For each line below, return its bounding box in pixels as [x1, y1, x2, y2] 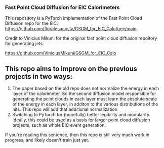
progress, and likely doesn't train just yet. [5, 137, 89, 143]
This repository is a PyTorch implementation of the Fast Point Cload [5, 15, 142, 21]
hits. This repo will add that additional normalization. [12, 106, 119, 112]
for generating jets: [5, 41, 44, 47]
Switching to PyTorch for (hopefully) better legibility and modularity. [12, 112, 151, 118]
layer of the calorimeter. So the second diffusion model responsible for [12, 91, 157, 97]
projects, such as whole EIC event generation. [12, 122, 106, 128]
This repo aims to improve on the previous [5, 64, 137, 73]
